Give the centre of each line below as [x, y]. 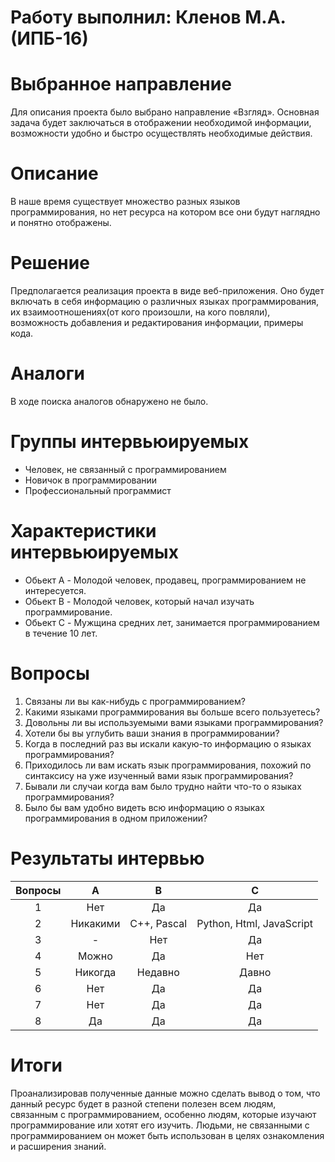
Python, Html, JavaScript [255, 923]
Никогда [95, 972]
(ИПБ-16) [49, 38]
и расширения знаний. [58, 1146]
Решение [50, 263]
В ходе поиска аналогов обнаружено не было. [109, 401]
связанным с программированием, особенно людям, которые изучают [163, 1114]
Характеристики [83, 531]
